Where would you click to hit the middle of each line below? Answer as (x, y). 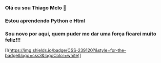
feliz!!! (13, 40)
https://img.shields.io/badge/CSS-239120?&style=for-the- (68, 50)
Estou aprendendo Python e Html (45, 20)
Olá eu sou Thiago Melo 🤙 (36, 8)
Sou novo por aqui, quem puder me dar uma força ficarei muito (81, 33)
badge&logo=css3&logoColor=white (41, 56)
